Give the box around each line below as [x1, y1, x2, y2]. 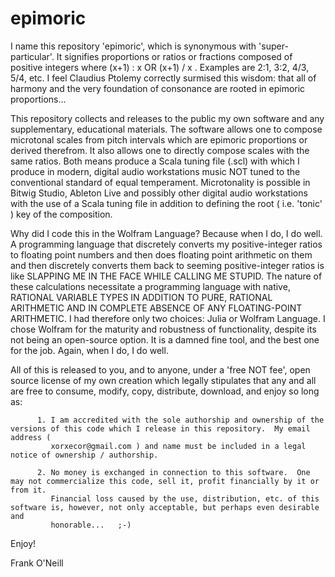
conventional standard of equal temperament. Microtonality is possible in [10, 176, 311, 188]
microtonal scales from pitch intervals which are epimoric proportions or [10, 133, 308, 146]
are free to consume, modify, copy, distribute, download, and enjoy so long [10, 385, 320, 397]
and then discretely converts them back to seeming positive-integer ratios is [10, 259, 325, 271]
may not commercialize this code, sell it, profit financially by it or [10, 476, 320, 486]
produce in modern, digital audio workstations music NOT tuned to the [10, 165, 301, 177]
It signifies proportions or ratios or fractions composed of [56, 50, 293, 62]
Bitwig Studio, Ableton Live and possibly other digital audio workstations [10, 187, 308, 199]
